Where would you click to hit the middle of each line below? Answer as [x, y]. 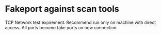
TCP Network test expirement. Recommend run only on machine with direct [80, 22]
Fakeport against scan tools [62, 9]
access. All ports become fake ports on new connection [61, 27]
